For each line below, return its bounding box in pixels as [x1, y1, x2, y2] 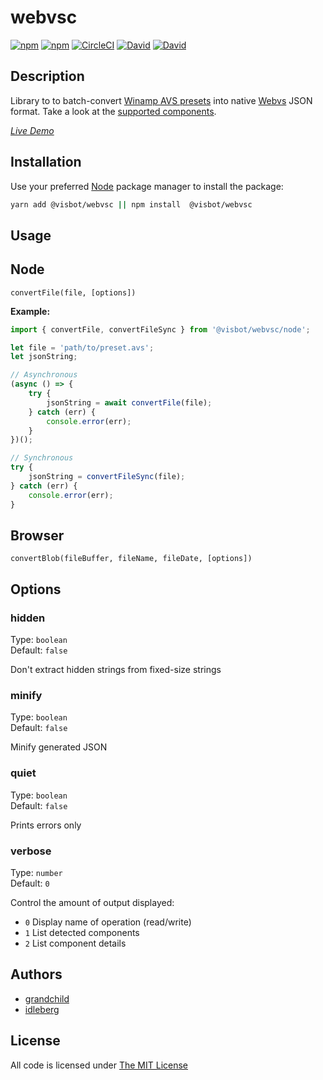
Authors [10, 966, 63, 983]
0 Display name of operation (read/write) [24, 916, 192, 928]
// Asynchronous [10, 370, 78, 380]
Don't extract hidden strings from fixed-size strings [10, 664, 222, 676]
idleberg [24, 1003, 60, 1015]
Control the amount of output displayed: [10, 896, 175, 908]
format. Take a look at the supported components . [10, 105, 217, 117]
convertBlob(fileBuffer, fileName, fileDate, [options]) [10, 554, 253, 564]
